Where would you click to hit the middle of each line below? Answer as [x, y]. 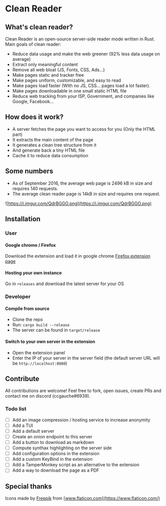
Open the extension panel [39, 353]
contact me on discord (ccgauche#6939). [48, 396]
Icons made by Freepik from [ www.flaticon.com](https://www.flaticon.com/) [83, 499]
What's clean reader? [39, 27]
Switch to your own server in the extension [50, 342]
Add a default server [33, 431]
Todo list [16, 409]
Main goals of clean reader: [33, 44]
